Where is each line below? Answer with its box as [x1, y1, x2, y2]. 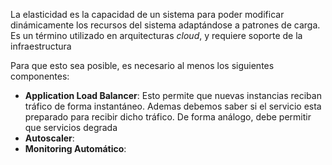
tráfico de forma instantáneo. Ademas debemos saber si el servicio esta [24, 100, 322, 112]
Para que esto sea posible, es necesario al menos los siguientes [10, 60, 275, 71]
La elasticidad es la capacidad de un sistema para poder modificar [10, 9, 285, 20]
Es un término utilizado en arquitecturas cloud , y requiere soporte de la [10, 30, 303, 41]
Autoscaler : [24, 132, 75, 144]
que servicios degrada [24, 122, 118, 133]
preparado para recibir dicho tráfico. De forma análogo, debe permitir [24, 111, 312, 123]
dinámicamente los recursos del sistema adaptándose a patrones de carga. [10, 19, 321, 31]
